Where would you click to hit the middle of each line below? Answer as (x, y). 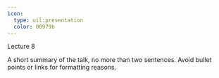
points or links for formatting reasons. (62, 68)
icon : (15, 14)
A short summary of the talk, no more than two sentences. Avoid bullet (109, 60)
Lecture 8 (21, 47)
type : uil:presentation (48, 20)
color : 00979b (34, 26)
